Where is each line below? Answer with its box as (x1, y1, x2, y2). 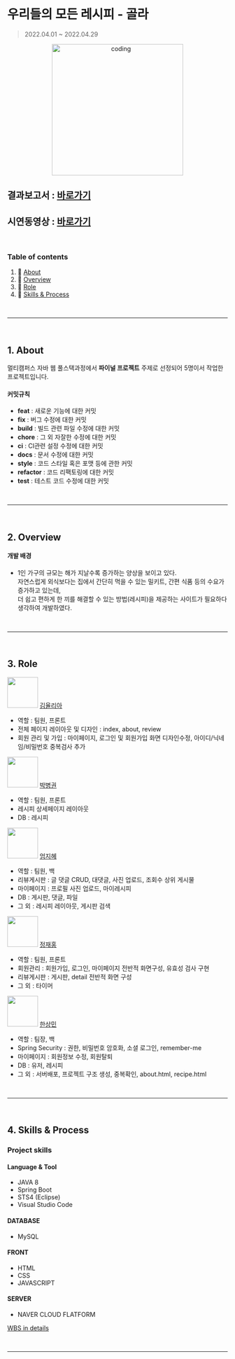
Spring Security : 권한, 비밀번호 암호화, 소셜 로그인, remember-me (17, 1043, 202, 1051)
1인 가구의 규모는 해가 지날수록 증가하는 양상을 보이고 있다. (17, 569, 177, 577)
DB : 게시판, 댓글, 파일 (17, 892, 78, 901)
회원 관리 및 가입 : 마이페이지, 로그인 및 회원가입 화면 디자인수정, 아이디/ (17, 733, 213, 742)
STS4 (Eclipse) (17, 1193, 61, 1201)
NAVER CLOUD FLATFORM (17, 1310, 96, 1318)
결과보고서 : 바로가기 (7, 190, 91, 202)
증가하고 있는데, (17, 586, 61, 595)
